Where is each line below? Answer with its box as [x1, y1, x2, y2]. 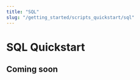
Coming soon [6, 64, 58, 75]
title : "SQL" [6, 8, 40, 15]
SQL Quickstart [6, 40, 85, 54]
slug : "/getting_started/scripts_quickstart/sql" [6, 14, 135, 20]
